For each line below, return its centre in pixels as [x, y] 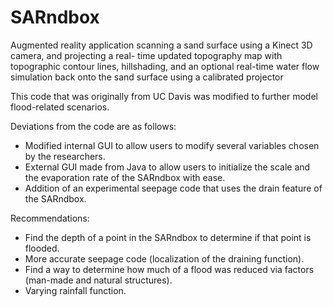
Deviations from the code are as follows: [93, 126]
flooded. [42, 248]
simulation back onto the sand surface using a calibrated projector [147, 77]
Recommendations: [50, 218]
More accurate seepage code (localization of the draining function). [164, 258]
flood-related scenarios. [60, 107]
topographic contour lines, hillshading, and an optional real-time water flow [165, 66]
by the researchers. [65, 156]
